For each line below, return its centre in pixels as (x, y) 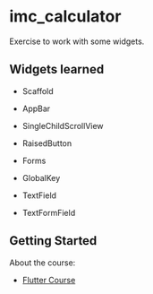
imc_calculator (65, 17)
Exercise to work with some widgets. (77, 41)
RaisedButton (47, 143)
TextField (39, 195)
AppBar (36, 108)
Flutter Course (49, 280)
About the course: (42, 263)
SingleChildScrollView (63, 125)
